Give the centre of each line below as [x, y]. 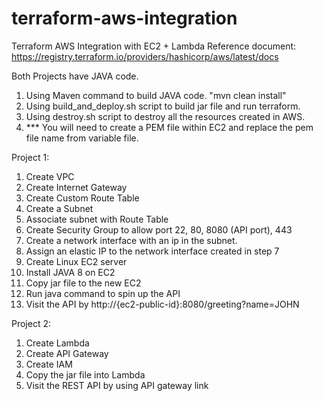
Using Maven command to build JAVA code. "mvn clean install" [156, 95]
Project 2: [31, 323]
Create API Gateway [67, 353]
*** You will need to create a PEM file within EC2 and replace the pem [169, 127]
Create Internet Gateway [76, 187]
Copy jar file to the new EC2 [83, 283]
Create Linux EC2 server [76, 261]
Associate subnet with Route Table [97, 219]
